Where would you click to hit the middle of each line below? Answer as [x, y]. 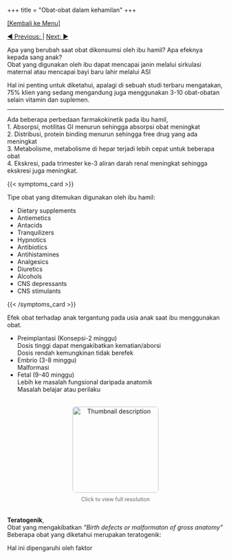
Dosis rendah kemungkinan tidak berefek [75, 353]
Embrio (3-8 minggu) [47, 360]
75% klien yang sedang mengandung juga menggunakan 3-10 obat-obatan [113, 92]
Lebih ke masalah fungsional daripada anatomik [85, 382]
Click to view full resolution [115, 499]
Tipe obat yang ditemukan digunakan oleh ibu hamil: [81, 197]
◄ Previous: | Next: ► [38, 36]
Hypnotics [32, 240]
